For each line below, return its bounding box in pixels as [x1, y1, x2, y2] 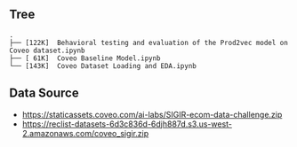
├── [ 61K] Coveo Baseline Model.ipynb [9, 53, 162, 63]
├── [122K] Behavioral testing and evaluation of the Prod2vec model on [9, 38, 289, 47]
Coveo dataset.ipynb [9, 46, 86, 55]
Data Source [9, 86, 79, 101]
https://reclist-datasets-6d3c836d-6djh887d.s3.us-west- [21, 119, 233, 129]
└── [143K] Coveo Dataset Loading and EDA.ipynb [9, 61, 197, 70]
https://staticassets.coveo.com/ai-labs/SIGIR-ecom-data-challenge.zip [21, 109, 283, 120]
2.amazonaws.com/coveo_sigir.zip [21, 128, 149, 138]
